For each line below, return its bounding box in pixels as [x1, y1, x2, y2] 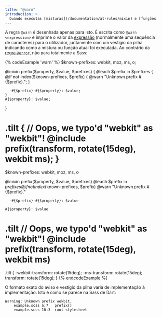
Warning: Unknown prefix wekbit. [5, 299, 72, 304]
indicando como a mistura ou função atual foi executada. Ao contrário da [5, 45, 150, 51]
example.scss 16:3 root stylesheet [13, 307, 88, 313]
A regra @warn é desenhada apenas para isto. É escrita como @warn [5, 30, 137, 35]
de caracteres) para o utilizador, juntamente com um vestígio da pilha [5, 40, 143, 46]
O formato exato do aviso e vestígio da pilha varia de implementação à [5, 285, 145, 290]
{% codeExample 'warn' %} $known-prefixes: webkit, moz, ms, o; [5, 59, 136, 65]
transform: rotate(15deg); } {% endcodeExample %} [5, 275, 108, 281]
